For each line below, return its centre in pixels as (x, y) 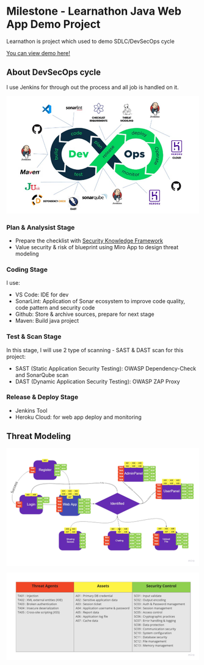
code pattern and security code (55, 308)
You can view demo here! (38, 53)
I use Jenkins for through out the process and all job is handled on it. (93, 87)
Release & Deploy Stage (42, 397)
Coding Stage (27, 269)
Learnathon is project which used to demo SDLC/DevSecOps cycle (91, 41)
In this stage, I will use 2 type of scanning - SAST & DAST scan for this (95, 350)
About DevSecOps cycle (53, 73)
